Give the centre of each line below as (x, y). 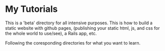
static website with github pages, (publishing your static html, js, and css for (82, 28)
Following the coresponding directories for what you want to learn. (73, 43)
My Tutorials (31, 9)
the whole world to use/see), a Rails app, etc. (51, 33)
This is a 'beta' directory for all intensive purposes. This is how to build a (79, 23)
